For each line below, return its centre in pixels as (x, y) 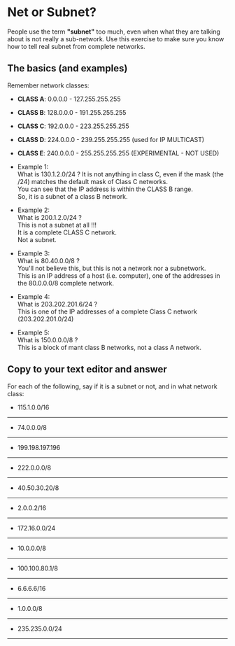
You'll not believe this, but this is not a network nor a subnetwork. (112, 268)
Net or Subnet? (52, 12)
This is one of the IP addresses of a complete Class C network (107, 311)
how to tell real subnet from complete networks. (76, 46)
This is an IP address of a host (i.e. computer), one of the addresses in (119, 275)
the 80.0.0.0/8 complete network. (65, 283)
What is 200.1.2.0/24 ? (49, 217)
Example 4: (34, 296)
